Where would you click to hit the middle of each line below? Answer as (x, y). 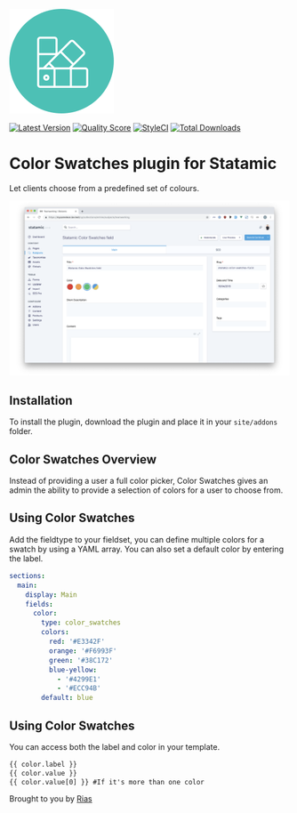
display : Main (51, 595)
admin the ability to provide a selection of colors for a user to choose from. (146, 490)
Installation (41, 400)
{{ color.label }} (43, 764)
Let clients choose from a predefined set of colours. (104, 188)
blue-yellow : (73, 670)
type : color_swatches (81, 623)
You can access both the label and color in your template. (115, 746)
